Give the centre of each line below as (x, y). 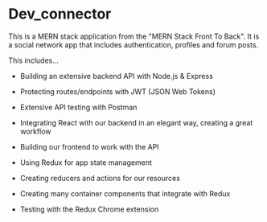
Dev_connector (60, 14)
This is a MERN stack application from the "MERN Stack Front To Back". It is (134, 36)
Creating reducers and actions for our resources (100, 178)
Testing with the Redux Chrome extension (89, 209)
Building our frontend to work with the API (89, 146)
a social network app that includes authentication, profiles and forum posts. (133, 44)
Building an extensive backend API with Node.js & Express (116, 76)
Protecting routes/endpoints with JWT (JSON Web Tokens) (117, 91)
